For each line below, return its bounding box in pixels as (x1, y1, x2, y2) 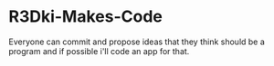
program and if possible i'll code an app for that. (8, 45, 190, 56)
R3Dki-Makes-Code (8, 6, 163, 27)
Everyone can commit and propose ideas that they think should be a (8, 36, 266, 47)
